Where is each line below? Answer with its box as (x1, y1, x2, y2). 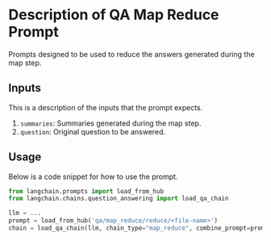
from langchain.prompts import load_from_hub (8, 187, 164, 195)
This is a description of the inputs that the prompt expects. (8, 102, 203, 112)
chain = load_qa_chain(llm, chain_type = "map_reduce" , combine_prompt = (8, 224, 251, 233)
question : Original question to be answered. (19, 126, 166, 136)
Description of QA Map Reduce (8, 6, 219, 24)
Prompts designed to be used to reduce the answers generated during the (8, 49, 256, 59)
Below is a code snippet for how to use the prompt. (8, 172, 178, 181)
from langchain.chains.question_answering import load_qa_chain (8, 195, 229, 203)
